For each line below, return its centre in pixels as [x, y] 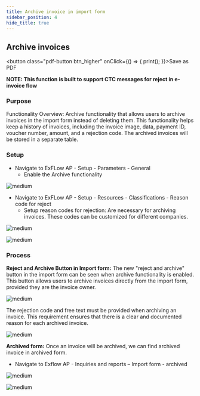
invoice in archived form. [37, 352]
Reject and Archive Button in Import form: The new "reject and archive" [96, 268]
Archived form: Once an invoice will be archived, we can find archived [93, 346]
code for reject [33, 204]
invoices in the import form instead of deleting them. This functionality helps [100, 121]
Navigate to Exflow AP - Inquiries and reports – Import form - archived [101, 364]
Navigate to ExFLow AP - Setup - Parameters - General [83, 168]
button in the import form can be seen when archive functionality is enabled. [100, 275]
